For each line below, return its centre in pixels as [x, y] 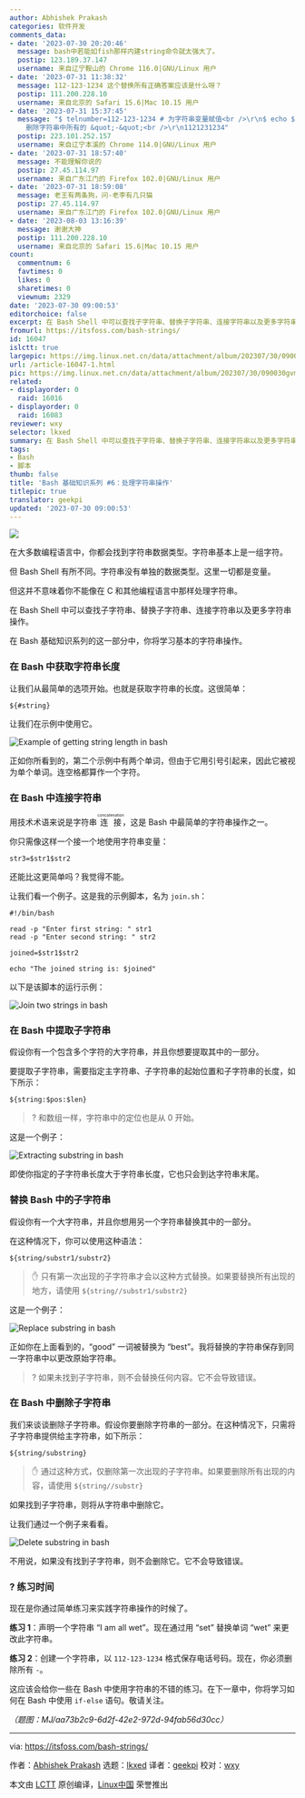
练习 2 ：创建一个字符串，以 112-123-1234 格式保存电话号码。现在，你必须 [147, 1658]
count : [22, 255]
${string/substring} [49, 1453]
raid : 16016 [40, 398]
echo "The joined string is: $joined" [83, 969]
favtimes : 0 [40, 272]
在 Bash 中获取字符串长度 [65, 667]
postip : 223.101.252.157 [64, 136]
